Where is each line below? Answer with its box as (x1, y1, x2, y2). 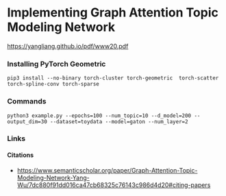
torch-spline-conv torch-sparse (7, 81, 99, 88)
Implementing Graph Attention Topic (7, 5, 219, 21)
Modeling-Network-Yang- (16, 173, 90, 182)
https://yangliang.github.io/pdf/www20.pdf (7, 42, 129, 50)
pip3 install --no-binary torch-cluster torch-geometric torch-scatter (7, 75, 219, 82)
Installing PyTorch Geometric (7, 59, 106, 69)
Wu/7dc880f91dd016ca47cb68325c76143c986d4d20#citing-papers (16, 180, 211, 189)
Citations (7, 151, 34, 159)
